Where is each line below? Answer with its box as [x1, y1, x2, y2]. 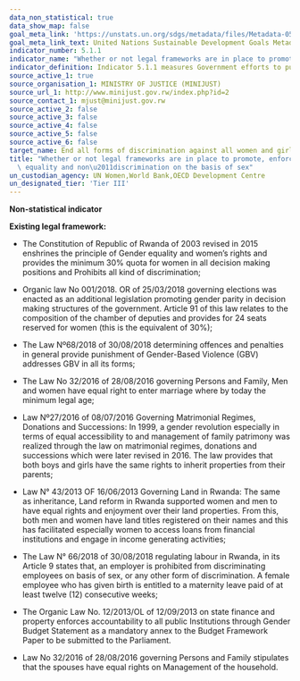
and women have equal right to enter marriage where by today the [21, 385, 266, 396]
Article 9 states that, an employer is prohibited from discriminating [21, 560, 266, 572]
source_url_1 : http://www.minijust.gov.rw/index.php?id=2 [9, 88, 229, 97]
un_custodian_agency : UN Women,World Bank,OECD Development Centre [9, 171, 266, 180]
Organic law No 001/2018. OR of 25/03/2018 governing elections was [21, 284, 277, 295]
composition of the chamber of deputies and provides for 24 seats [21, 313, 267, 324]
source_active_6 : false [9, 138, 98, 147]
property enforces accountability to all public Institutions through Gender [21, 616, 291, 626]
